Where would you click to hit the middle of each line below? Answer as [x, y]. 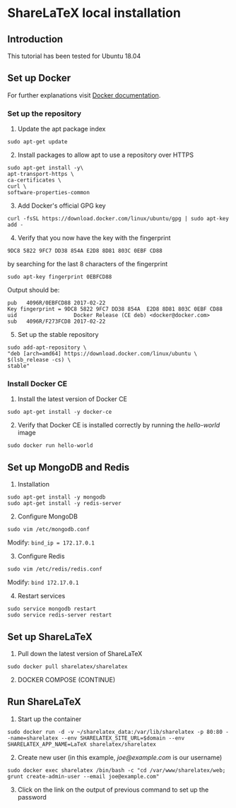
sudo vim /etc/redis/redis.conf [55, 569]
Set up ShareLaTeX [50, 637]
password [32, 797]
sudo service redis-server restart [60, 615]
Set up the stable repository [58, 335]
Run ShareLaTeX [44, 702]
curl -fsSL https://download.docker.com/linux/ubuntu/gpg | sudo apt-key [118, 219]
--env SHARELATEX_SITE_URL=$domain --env [123, 738]
